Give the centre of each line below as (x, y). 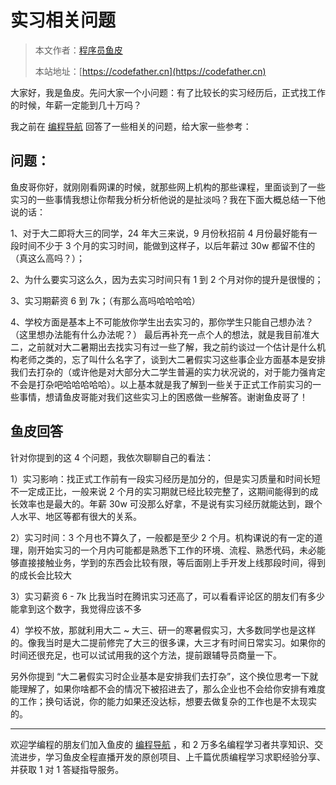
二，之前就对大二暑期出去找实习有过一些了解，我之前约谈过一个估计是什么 (163, 347)
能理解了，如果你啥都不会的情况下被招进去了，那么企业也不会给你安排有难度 (168, 688)
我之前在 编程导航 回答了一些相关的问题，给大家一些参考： (131, 126)
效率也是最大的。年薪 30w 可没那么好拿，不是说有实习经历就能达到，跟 (166, 503)
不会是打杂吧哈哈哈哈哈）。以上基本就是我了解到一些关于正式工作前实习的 (161, 384)
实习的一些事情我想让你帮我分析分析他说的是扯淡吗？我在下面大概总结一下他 (168, 199)
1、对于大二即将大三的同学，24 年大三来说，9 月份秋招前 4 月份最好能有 (159, 233)
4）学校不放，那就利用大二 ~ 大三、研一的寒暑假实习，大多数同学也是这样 (163, 630)
